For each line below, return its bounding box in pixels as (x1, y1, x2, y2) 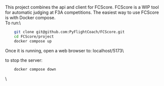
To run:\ (5, 20, 21, 26)
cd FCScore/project (14, 34, 54, 39)
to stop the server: (5, 57, 43, 63)
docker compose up (14, 39, 52, 43)
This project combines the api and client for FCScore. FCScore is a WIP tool (5, 4, 159, 10)
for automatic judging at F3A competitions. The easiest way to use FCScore (5, 9, 159, 15)
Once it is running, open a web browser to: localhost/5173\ (5, 47, 124, 53)
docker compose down (14, 67, 56, 72)
